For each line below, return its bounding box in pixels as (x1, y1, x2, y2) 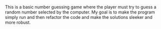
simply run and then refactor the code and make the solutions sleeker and (5, 14, 153, 20)
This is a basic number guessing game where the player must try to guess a (5, 4, 157, 10)
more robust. (5, 19, 31, 25)
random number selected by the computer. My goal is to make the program (5, 9, 155, 15)
